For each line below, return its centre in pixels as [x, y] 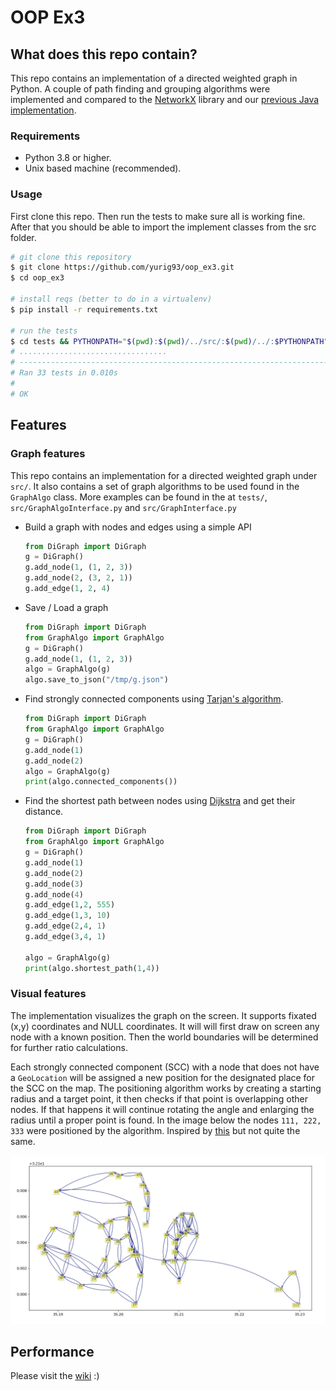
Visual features [48, 994]
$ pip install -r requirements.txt [84, 309]
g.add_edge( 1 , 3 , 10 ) [67, 916]
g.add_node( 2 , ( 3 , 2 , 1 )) [78, 578]
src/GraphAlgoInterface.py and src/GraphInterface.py [123, 507]
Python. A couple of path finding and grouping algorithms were [140, 89]
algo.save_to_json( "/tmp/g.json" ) [96, 680]
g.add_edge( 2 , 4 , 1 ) [65, 926]
